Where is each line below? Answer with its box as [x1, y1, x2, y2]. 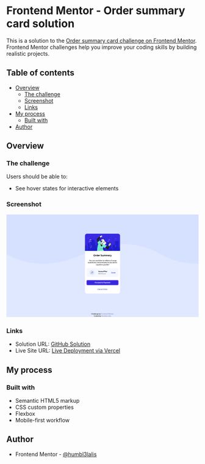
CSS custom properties [15, 403, 74, 411]
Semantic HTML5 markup [15, 397, 80, 404]
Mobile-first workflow [15, 416, 70, 424]
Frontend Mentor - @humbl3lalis [15, 451, 97, 458]
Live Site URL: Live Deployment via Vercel [15, 347, 121, 354]
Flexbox [15, 410, 35, 417]
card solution [6, 17, 75, 31]
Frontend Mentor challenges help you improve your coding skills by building [6, 43, 197, 51]
